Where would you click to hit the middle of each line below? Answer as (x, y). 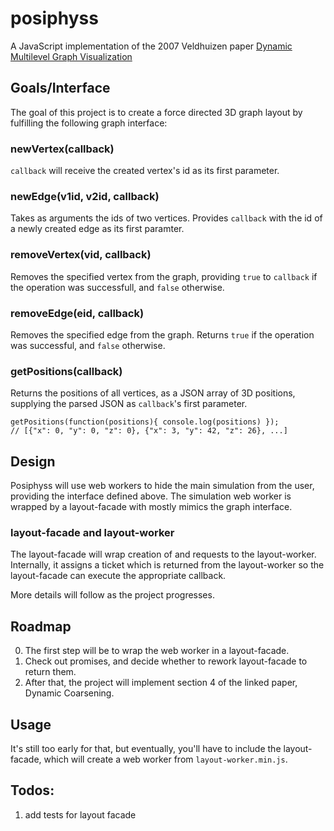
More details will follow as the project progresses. (112, 595)
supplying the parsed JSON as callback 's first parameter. (129, 404)
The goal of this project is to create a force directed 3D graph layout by (156, 112)
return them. (50, 672)
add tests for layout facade (80, 814)
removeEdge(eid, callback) (77, 313)
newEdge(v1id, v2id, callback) (85, 196)
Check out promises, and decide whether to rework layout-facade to (166, 661)
